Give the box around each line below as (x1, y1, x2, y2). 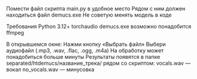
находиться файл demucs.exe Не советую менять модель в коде (6, 11, 172, 18)
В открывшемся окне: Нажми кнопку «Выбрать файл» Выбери (6, 41, 166, 48)
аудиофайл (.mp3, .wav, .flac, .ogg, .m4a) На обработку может (6, 47, 164, 54)
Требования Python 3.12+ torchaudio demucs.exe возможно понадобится (6, 23, 192, 30)
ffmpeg (6, 29, 24, 36)
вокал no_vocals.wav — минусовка (6, 66, 94, 73)
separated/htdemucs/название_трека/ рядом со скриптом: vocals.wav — (6, 59, 191, 67)
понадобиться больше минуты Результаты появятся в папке (6, 53, 161, 60)
